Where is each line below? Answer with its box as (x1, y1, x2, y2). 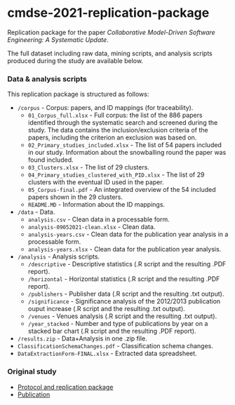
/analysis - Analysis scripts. (17, 252, 100, 261)
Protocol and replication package (17, 383, 114, 391)
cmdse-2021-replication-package (7, 5, 210, 21)
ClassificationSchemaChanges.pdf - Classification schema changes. (17, 342, 214, 350)
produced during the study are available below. (7, 56, 144, 64)
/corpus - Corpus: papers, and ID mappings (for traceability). (17, 104, 194, 112)
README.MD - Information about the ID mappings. (27, 200, 166, 209)
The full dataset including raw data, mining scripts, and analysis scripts (7, 49, 213, 57)
